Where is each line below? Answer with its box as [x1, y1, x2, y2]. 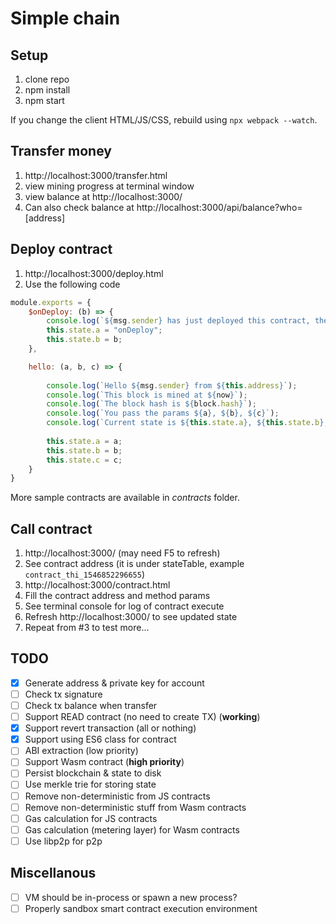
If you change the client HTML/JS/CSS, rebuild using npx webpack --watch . [10, 114, 318, 126]
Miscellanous [10, 865, 97, 882]
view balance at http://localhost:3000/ [24, 190, 183, 202]
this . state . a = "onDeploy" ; [46, 325, 163, 336]
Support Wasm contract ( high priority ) [24, 756, 185, 768]
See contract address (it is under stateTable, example [24, 558, 245, 570]
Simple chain [10, 7, 121, 30]
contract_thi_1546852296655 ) [24, 568, 146, 581]
